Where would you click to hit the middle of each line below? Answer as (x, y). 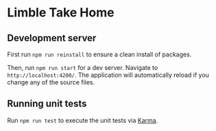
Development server (52, 38)
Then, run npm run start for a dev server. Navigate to (83, 68)
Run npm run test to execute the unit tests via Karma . (83, 120)
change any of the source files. (51, 82)
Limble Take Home (61, 13)
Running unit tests (47, 104)
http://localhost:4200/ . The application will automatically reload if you (108, 75)
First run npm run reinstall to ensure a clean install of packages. (99, 54)
